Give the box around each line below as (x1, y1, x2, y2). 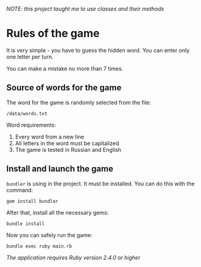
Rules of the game (6, 27, 100, 40)
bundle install (6, 221, 45, 227)
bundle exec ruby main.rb (6, 243, 72, 249)
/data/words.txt (6, 110, 48, 116)
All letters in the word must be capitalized (15, 140, 119, 147)
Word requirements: (6, 121, 57, 129)
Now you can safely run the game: (6, 231, 93, 238)
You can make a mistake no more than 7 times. (6, 65, 124, 72)
